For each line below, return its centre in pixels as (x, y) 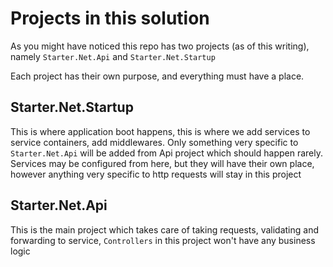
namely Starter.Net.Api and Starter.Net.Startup (113, 56)
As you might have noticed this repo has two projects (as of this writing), (160, 46)
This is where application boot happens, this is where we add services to (160, 131)
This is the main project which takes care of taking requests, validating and (164, 229)
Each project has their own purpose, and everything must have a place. (157, 76)
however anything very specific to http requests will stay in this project (156, 174)
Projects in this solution (110, 18)
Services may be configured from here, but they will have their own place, (162, 163)
